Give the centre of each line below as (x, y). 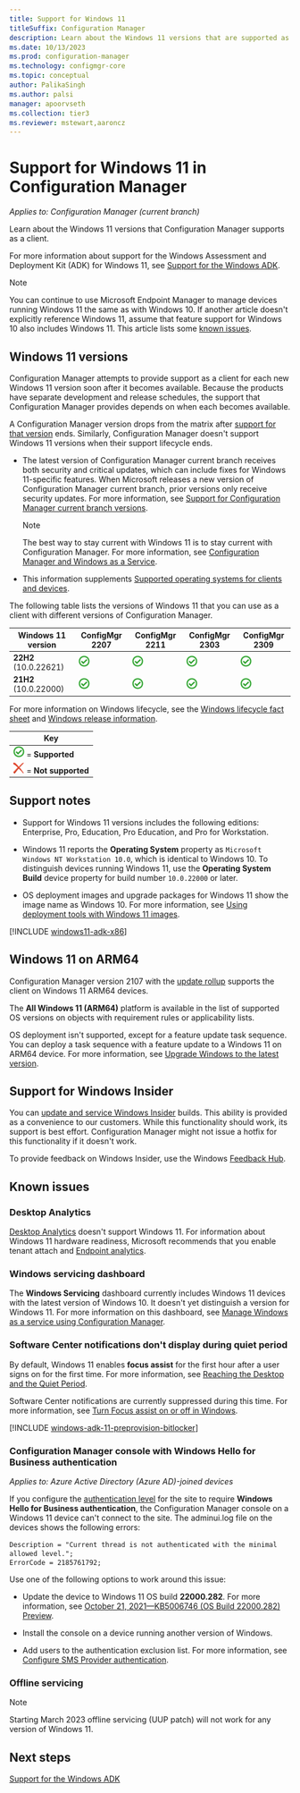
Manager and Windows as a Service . (90, 562)
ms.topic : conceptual (50, 76)
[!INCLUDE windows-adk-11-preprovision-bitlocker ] (104, 1427)
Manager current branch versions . (85, 508)
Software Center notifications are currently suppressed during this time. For (149, 1400)
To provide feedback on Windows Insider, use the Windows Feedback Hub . (148, 1159)
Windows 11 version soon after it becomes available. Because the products (146, 388)
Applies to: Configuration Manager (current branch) (104, 212)
